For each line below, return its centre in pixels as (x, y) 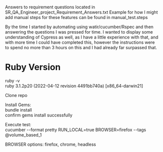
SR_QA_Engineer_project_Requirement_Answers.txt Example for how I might (81, 12)
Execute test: (18, 124)
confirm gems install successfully (39, 115)
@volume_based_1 (23, 135)
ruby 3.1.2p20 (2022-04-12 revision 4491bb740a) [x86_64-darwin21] (74, 86)
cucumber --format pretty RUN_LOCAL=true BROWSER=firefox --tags (76, 130)
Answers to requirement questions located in (50, 7)
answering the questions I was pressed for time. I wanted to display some (79, 32)
